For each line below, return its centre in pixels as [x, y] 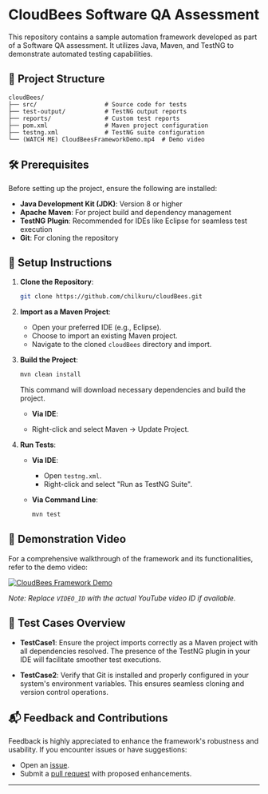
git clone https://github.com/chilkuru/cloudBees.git [111, 297]
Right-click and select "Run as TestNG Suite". [118, 485]
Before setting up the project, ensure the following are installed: [113, 188]
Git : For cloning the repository [69, 237]
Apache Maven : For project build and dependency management [125, 212]
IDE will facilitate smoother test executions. [91, 659]
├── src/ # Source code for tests [98, 104]
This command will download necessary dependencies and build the [132, 390]
